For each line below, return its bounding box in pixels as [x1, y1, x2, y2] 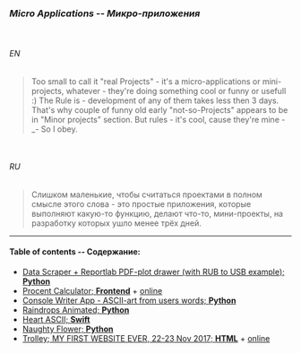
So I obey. [40, 124, 78, 134]
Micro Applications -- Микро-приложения [9, 7, 201, 20]
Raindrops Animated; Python [21, 304, 130, 315]
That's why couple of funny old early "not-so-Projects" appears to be [30, 104, 288, 115]
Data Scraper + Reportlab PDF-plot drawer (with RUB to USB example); [21, 266, 285, 277]
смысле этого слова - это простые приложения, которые [30, 198, 252, 209]
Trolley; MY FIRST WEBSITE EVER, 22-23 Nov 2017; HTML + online [21, 332, 271, 343]
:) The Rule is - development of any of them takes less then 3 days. [30, 95, 279, 106]
